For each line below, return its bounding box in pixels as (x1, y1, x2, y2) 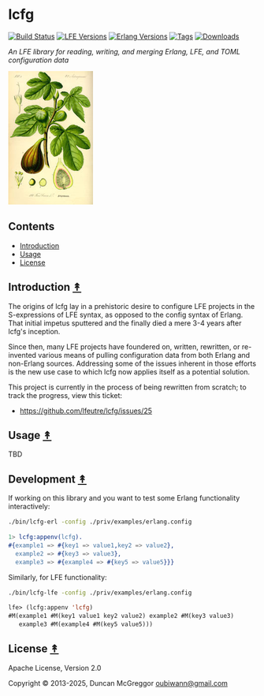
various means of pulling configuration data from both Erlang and (38, 350, 251, 359)
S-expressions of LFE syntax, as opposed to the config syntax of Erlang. (8, 310, 244, 319)
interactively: (8, 502, 50, 512)
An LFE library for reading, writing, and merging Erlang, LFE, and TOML (8, 47, 240, 56)
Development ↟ (8, 472, 87, 486)
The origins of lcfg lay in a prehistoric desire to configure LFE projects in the (8, 301, 255, 311)
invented (8, 350, 37, 359)
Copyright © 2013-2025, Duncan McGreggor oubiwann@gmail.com (8, 678, 229, 687)
